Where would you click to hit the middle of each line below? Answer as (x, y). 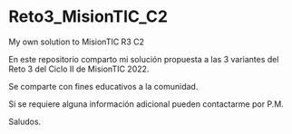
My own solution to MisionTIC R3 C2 (76, 42)
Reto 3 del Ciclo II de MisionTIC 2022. (79, 69)
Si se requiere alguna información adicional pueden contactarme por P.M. (146, 104)
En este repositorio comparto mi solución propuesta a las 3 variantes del (144, 59)
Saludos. (25, 121)
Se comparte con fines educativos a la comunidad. (103, 86)
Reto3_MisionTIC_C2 (88, 17)
